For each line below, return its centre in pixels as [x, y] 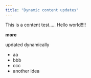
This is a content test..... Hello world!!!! [46, 25]
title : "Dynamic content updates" [42, 10]
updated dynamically [27, 45]
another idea [26, 71]
